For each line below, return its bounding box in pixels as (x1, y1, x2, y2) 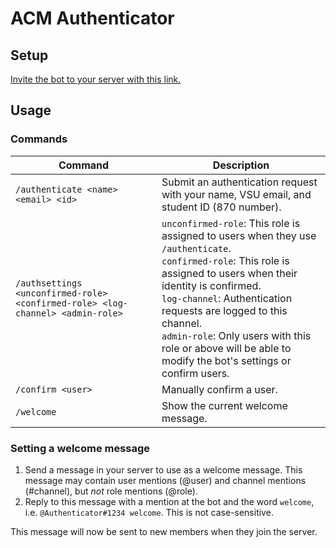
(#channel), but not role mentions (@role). (24, 485, 198, 497)
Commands (10, 132, 68, 146)
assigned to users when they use (161, 228, 317, 242)
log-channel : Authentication (161, 291, 293, 305)
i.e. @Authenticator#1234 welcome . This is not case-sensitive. (24, 506, 274, 518)
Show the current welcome (161, 398, 288, 412)
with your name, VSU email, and (161, 187, 312, 201)
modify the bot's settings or (161, 353, 292, 367)
